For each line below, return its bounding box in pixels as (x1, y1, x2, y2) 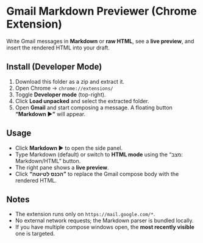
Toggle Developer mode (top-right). (15, 90, 106, 98)
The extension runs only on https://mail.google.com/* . (15, 211, 155, 218)
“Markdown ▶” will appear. (15, 110, 86, 117)
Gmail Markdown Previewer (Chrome (6, 4, 197, 18)
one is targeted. (15, 230, 55, 238)
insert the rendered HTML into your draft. (6, 44, 110, 51)
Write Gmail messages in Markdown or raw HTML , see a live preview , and (6, 37, 194, 45)
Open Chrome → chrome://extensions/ (15, 84, 114, 92)
